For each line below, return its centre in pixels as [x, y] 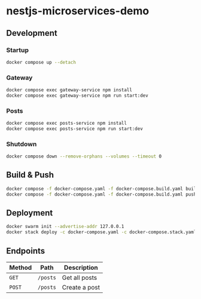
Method [21, 267]
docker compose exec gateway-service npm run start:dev [77, 95]
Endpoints [26, 251]
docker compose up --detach [41, 62]
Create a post [81, 287]
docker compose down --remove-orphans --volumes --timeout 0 [84, 156]
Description [81, 267]
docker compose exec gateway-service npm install [69, 90]
